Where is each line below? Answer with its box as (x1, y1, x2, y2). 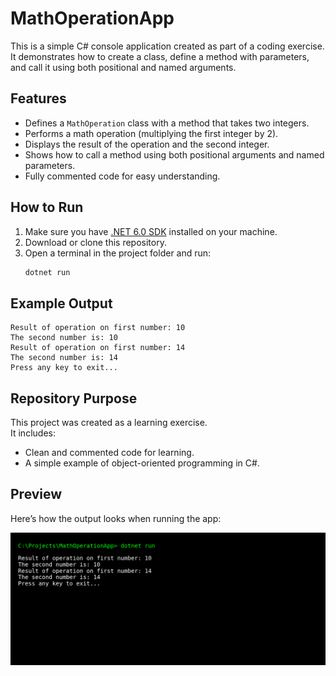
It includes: (10, 427, 56, 439)
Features (10, 90, 67, 107)
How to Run (10, 199, 84, 216)
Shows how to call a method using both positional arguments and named (24, 148, 325, 161)
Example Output (10, 295, 113, 312)
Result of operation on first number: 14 (10, 343, 186, 353)
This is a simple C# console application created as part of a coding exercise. (10, 40, 325, 52)
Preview (10, 486, 63, 503)
